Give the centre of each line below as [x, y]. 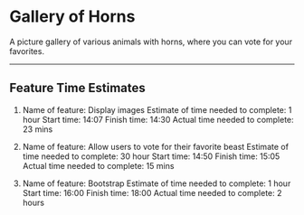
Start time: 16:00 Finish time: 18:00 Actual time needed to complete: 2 [152, 192]
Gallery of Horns [72, 17]
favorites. [27, 51]
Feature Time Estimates [78, 88]
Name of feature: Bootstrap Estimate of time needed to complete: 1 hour [157, 183]
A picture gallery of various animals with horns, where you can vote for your [151, 42]
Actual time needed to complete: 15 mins [98, 165]
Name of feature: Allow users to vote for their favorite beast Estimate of [156, 146]
